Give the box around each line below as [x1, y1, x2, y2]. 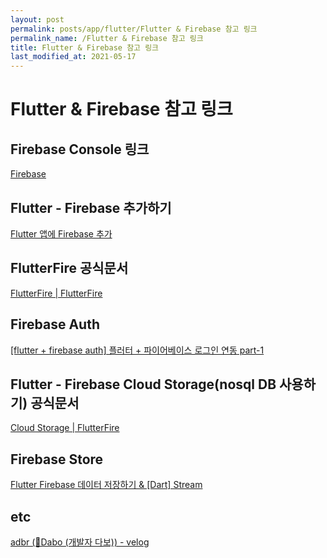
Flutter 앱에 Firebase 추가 [10, 227, 113, 240]
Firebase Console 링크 [10, 141, 150, 158]
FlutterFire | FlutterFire [10, 287, 103, 299]
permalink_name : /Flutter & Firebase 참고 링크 [10, 33, 204, 43]
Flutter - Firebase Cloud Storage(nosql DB [10, 376, 277, 393]
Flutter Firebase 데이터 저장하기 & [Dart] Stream [10, 479, 203, 491]
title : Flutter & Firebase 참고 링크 [10, 42, 160, 53]
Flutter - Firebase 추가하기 [10, 199, 172, 216]
